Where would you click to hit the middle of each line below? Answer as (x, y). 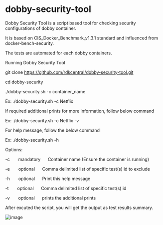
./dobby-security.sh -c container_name (45, 91)
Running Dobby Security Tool (35, 62)
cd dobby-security (24, 82)
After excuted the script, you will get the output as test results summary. (79, 208)
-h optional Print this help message (48, 179)
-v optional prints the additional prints (51, 198)
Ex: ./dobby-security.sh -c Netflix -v (42, 120)
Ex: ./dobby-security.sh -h (32, 140)
